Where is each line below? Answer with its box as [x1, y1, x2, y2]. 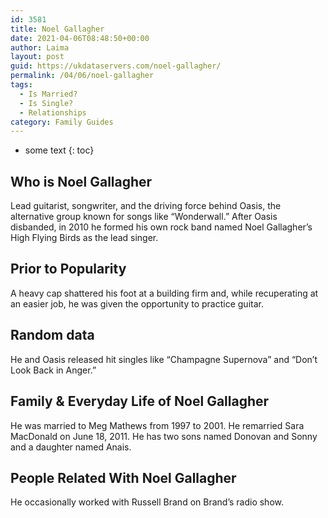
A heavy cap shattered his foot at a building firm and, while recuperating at [10, 287, 319, 299]
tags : [10, 80, 33, 90]
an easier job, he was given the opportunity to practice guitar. [10, 297, 264, 310]
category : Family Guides [10, 117, 114, 127]
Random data [10, 327, 95, 344]
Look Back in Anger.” [10, 364, 97, 376]
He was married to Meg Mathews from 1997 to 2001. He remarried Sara [10, 419, 305, 431]
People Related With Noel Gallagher [10, 469, 237, 486]
